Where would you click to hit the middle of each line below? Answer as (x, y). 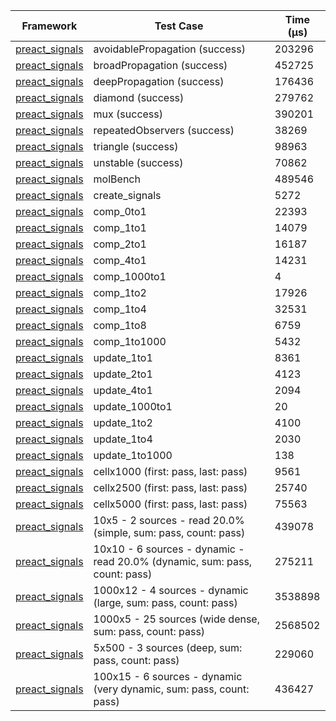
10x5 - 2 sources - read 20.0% (169, 520)
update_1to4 (123, 439)
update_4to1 (123, 390)
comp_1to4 (120, 309)
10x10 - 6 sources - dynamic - (169, 549)
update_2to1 (123, 374)
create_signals (127, 195)
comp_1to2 (120, 292)
